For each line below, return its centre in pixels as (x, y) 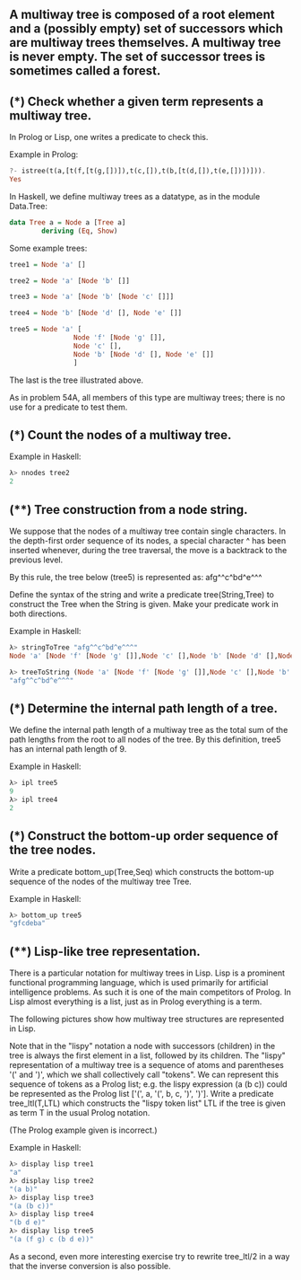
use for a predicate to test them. (69, 407)
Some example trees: (48, 248)
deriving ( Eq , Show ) (80, 231)
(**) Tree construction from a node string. (129, 510)
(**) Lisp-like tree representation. (105, 951)
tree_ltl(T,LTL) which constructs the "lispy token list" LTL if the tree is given (148, 1103)
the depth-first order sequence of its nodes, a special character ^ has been (148, 540)
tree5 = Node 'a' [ (46, 330)
